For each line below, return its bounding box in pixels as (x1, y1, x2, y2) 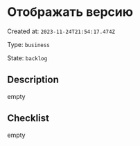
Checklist (7, 112, 50, 125)
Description (7, 74, 59, 86)
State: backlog (7, 53, 48, 62)
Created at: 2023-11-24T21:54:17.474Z (7, 27, 116, 35)
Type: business (7, 40, 51, 48)
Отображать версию (7, 4, 134, 20)
